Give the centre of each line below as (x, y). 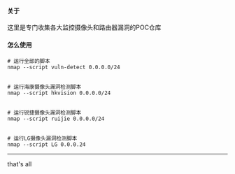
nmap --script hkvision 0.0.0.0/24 (59, 93)
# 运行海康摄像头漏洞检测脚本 (44, 87)
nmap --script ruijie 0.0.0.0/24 (56, 119)
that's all (20, 164)
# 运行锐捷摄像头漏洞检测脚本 (44, 113)
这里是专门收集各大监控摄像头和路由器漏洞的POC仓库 (84, 27)
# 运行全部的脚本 (29, 61)
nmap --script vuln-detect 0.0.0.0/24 (64, 67)
